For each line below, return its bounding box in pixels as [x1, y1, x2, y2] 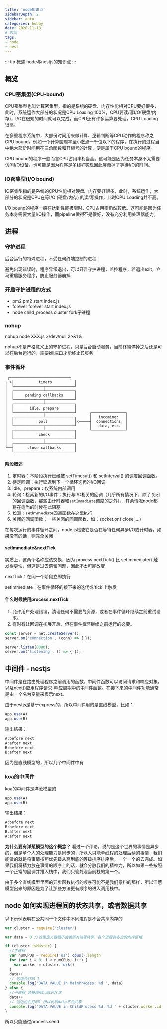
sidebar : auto [5, 16, 35, 21]
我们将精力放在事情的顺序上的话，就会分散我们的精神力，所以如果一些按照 [9, 862, 162, 868]
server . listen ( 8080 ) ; [5, 645, 50, 650]
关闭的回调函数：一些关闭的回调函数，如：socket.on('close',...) [12, 516, 141, 522]
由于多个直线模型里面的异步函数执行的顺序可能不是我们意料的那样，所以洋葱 [5, 879, 162, 885]
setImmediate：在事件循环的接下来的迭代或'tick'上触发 [5, 584, 117, 590]
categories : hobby [5, 21, 43, 26]
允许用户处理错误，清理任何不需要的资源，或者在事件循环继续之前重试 [12, 608, 157, 614]
